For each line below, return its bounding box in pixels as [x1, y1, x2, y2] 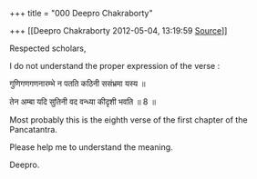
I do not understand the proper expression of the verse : [9, 61, 221, 71]
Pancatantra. [9, 124, 57, 134]
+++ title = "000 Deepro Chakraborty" [9, 8, 153, 18]
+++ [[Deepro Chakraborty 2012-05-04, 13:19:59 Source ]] [9, 25, 228, 35]
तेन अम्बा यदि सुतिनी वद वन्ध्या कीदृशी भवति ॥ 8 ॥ [9, 96, 157, 107]
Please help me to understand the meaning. [9, 142, 173, 153]
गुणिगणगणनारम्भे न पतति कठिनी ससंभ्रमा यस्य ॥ [9, 78, 146, 89]
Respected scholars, [9, 43, 87, 54]
